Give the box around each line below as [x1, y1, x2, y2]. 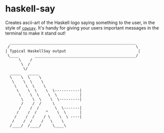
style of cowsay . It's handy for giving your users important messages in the [5, 24, 159, 30]
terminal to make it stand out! [5, 30, 66, 36]
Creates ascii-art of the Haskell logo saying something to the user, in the [5, 19, 155, 25]
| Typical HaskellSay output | [5, 48, 141, 53]
